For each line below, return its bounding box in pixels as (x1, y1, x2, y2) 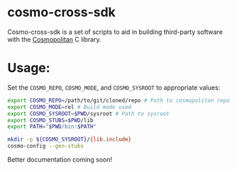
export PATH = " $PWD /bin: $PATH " (7, 123, 97, 131)
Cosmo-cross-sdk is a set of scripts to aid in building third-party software (7, 28, 224, 36)
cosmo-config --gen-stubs (7, 143, 84, 150)
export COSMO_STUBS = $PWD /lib (7, 117, 94, 124)
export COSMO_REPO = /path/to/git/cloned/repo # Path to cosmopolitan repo (7, 97, 231, 104)
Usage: (7, 60, 51, 76)
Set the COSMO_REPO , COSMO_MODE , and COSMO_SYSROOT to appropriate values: (7, 83, 221, 92)
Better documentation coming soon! (7, 155, 113, 163)
